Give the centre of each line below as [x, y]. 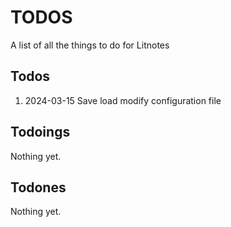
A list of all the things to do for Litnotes [90, 45]
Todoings [40, 132]
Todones [38, 187]
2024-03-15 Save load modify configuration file [123, 100]
